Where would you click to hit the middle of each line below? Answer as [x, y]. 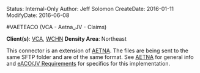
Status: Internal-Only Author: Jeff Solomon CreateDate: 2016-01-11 [90, 9]
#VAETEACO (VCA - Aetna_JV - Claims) [57, 27]
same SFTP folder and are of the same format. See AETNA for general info [100, 57]
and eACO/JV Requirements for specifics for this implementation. [88, 64]
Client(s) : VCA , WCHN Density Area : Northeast [67, 39]
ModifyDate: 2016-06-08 [38, 15]
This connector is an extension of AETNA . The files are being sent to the [97, 50]
